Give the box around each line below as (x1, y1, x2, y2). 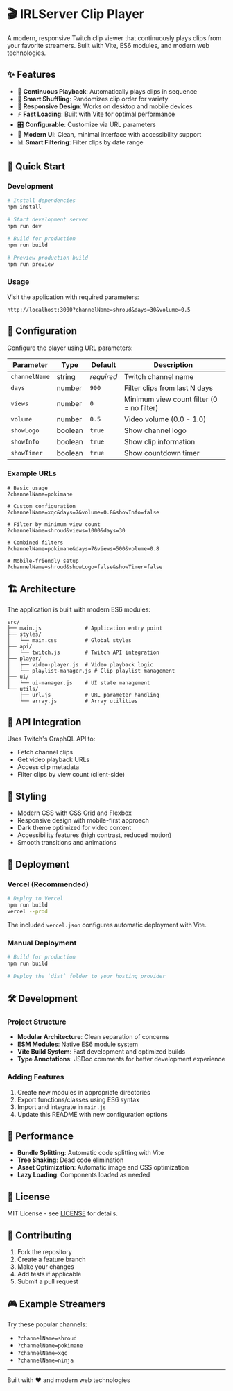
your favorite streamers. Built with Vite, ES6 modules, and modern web (7, 41, 209, 49)
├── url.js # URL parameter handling (19, 691, 159, 698)
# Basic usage (7, 484, 49, 491)
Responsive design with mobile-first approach (17, 816, 149, 825)
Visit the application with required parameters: (7, 293, 139, 301)
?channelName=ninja (17, 1357, 74, 1364)
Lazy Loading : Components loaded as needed (17, 1171, 150, 1179)
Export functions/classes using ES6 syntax (17, 1095, 140, 1104)
